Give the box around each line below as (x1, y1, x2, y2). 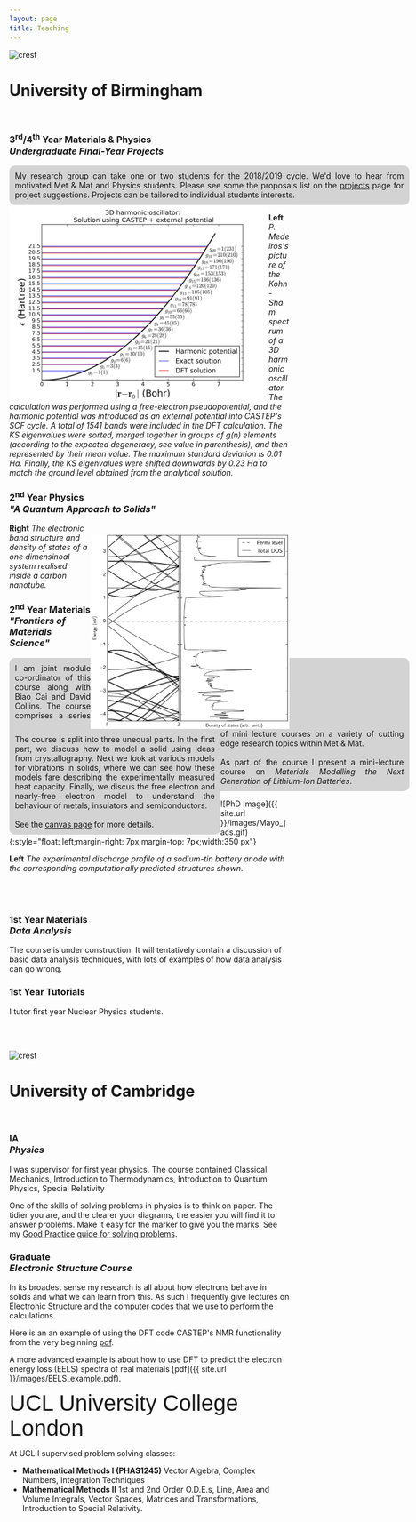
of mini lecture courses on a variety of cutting (220, 728, 404, 739)
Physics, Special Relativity (9, 1182, 105, 1193)
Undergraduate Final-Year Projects (9, 145, 164, 157)
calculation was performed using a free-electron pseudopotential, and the (9, 401, 282, 413)
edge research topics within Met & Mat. (220, 738, 364, 749)
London (9, 1415, 84, 1441)
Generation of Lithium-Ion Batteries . (220, 775, 353, 786)
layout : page (9, 14, 58, 23)
